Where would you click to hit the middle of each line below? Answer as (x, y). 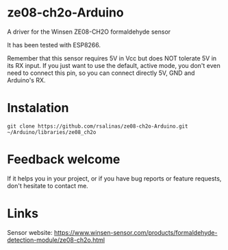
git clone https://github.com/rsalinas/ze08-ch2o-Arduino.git (98, 126)
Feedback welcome (64, 160)
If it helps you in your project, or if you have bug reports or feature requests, (114, 178)
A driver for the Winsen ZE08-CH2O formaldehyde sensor (89, 32)
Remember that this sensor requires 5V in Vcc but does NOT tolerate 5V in (112, 58)
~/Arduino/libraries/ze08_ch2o (52, 132)
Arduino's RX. (26, 80)
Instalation (38, 108)
